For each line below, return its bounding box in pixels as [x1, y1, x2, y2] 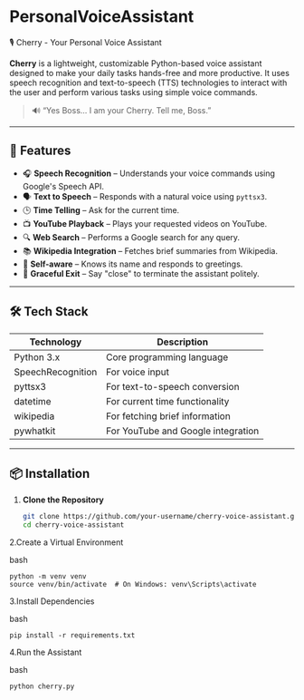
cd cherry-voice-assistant [22, 520, 125, 530]
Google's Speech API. [22, 180, 104, 191]
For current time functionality [105, 394, 230, 407]
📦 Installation [9, 465, 90, 481]
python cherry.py [9, 682, 75, 691]
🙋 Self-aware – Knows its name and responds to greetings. [22, 258, 243, 269]
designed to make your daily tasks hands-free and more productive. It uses [9, 67, 290, 78]
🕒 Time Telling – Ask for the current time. [22, 204, 180, 215]
